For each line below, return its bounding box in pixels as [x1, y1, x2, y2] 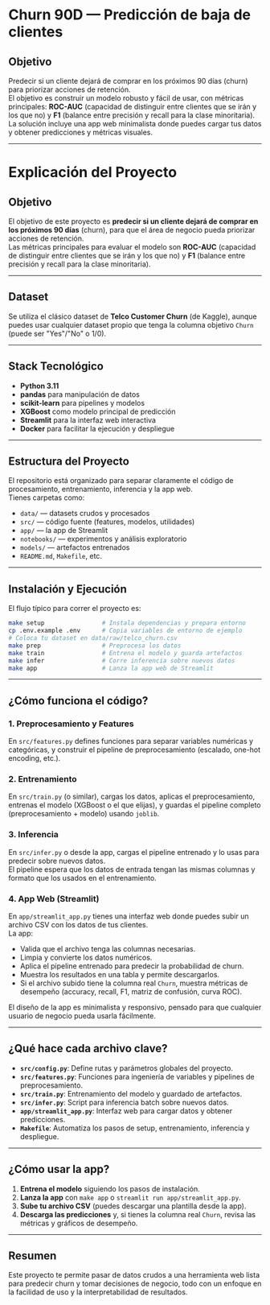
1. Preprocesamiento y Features [8, 718, 134, 729]
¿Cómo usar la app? [8, 1163, 110, 1176]
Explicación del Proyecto [8, 163, 178, 182]
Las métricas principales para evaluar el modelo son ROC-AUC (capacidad [8, 242, 256, 251]
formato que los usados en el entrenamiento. [8, 873, 157, 882]
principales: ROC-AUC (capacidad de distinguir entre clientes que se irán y [8, 102, 257, 111]
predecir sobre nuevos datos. [8, 856, 106, 865]
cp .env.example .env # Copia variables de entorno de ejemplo [8, 626, 243, 635]
